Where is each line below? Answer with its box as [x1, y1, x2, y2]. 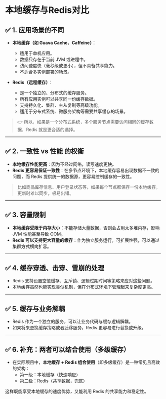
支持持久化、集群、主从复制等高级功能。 [19, 102, 102, 108]
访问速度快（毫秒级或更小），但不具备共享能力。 [19, 63, 118, 68]
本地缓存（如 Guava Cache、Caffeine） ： [12, 40, 96, 45]
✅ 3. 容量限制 [5, 211, 46, 219]
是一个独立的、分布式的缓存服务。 [19, 90, 89, 95]
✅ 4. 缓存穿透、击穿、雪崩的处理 [5, 264, 105, 272]
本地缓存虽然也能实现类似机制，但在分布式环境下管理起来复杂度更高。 [12, 284, 156, 290]
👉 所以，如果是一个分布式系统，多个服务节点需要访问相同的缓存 [17, 119, 150, 125]
